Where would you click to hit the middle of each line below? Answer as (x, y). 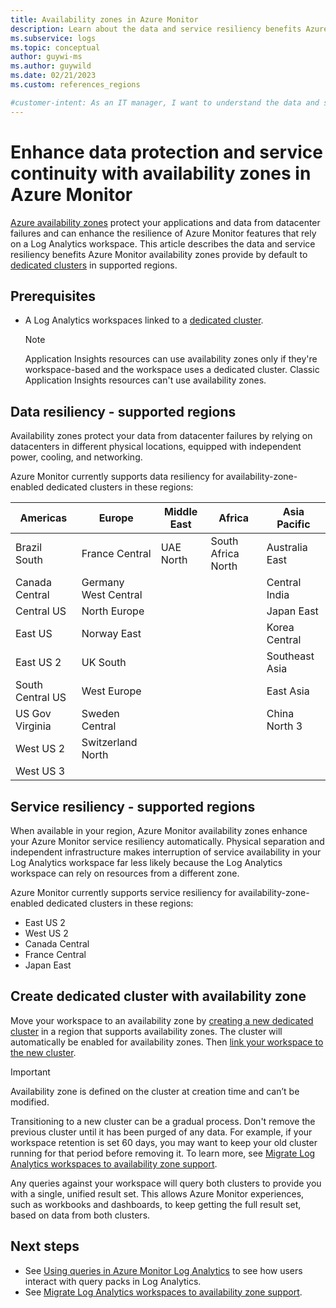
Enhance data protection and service (166, 152)
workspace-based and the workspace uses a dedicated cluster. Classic (172, 370)
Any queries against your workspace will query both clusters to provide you (166, 1183)
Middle (180, 512)
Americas (43, 518)
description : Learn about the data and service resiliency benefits (156, 29)
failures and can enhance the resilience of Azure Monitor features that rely (163, 233)
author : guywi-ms (46, 57)
